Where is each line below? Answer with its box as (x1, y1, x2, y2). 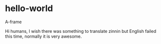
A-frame (5, 19, 22, 25)
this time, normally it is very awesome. (5, 33, 82, 39)
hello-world (5, 3, 54, 14)
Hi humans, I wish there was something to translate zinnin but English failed (5, 28, 157, 34)
